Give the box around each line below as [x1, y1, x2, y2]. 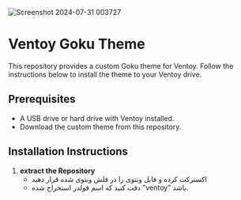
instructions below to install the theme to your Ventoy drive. [8, 70, 202, 79]
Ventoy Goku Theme [8, 36, 145, 53]
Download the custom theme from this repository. [19, 122, 182, 131]
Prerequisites [8, 92, 76, 106]
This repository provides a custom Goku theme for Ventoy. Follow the [8, 61, 234, 70]
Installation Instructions [8, 145, 129, 158]
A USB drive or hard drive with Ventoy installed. [19, 113, 175, 123]
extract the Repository [19, 166, 96, 175]
